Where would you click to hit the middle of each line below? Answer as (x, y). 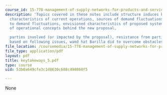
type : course (19, 65)
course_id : (16, 10)
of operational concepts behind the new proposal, (63, 28)
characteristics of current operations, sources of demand (72, 19)
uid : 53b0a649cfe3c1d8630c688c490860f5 (46, 70)
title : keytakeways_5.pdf (32, 60)
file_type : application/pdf (34, 51)
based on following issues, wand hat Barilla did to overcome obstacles (86, 42)
